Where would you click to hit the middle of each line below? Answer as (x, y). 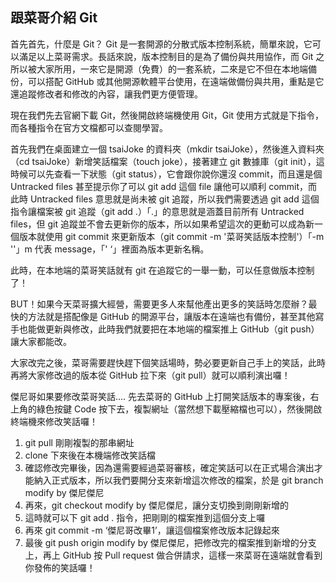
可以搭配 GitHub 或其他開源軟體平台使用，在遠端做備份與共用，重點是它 (176, 81)
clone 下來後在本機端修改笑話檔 (90, 455)
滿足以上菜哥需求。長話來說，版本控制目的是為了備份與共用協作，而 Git (166, 56)
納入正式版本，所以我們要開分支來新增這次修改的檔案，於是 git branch (178, 480)
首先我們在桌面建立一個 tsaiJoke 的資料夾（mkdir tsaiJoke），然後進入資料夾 (167, 149)
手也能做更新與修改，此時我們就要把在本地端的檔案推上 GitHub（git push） (165, 329)
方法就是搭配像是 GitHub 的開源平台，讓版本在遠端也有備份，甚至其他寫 (176, 316)
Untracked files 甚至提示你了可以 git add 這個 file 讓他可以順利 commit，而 (164, 186)
